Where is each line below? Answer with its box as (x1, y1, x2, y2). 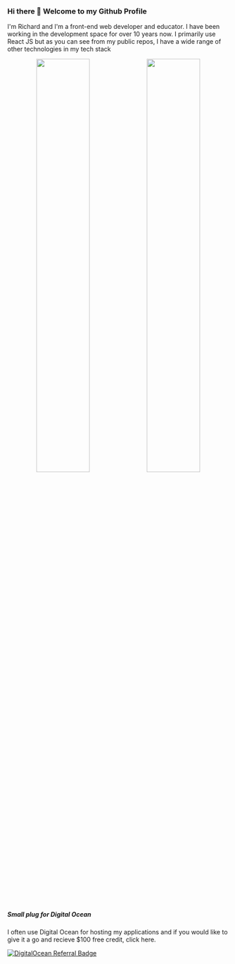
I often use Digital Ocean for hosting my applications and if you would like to (7, 928, 228, 936)
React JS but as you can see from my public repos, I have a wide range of (7, 37, 222, 46)
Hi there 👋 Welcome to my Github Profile (7, 6, 148, 16)
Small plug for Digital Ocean (7, 910, 91, 918)
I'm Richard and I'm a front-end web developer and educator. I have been (7, 23, 220, 31)
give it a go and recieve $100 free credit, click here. (7, 935, 156, 944)
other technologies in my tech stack (7, 45, 111, 54)
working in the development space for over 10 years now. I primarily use (7, 30, 216, 38)
